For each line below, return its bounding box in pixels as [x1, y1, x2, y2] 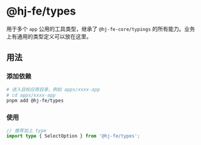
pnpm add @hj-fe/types [6, 97, 64, 104]
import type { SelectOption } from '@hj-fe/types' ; [6, 133, 140, 140]
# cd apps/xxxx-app [6, 92, 56, 98]
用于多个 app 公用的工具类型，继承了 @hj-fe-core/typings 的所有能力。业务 [6, 25, 196, 32]
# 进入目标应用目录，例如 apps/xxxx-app [6, 87, 100, 93]
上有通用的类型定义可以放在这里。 [6, 32, 92, 40]
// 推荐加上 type [6, 127, 47, 133]
